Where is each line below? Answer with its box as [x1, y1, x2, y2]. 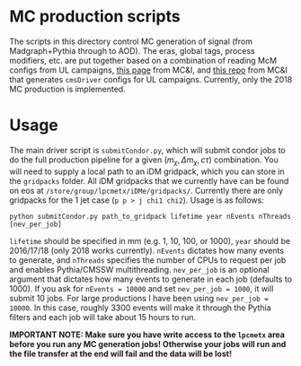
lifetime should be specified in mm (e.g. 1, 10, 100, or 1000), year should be [9, 235, 290, 246]
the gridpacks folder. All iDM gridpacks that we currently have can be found [9, 175, 289, 186]
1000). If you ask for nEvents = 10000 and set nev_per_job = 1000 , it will [9, 283, 274, 293]
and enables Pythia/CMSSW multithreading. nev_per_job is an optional [9, 264, 270, 274]
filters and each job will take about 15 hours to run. [9, 311, 196, 322]
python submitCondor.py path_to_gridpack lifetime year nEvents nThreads [9, 212, 292, 221]
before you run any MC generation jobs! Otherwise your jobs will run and [9, 338, 287, 349]
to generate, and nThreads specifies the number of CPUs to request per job [9, 254, 287, 266]
